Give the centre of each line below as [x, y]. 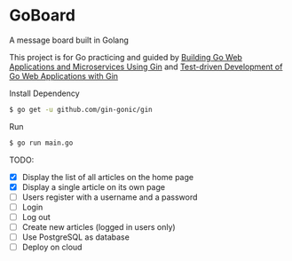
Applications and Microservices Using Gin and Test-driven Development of [146, 67]
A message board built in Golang [69, 40]
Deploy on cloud [52, 247]
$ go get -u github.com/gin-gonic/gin [81, 109]
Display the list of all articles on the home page [107, 177]
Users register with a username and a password [110, 197]
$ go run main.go [41, 143]
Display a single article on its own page [94, 186]
